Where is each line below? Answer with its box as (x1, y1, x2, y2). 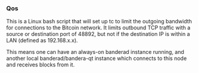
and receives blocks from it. (6, 61, 75, 68)
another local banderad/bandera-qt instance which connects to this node (6, 55, 187, 62)
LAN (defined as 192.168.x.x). (6, 37, 78, 44)
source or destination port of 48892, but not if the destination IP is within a (6, 31, 190, 38)
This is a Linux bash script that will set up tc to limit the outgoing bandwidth (6, 18, 193, 25)
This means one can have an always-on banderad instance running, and (6, 48, 184, 56)
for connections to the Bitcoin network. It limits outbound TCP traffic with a (6, 24, 191, 31)
